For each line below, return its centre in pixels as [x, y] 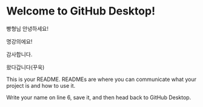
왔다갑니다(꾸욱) [25, 67]
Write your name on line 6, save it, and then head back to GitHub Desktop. [99, 97]
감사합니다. [19, 54]
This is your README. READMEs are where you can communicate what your [101, 79]
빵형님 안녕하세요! [28, 28]
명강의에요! [19, 41]
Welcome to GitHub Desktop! [81, 11]
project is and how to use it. [41, 85]
